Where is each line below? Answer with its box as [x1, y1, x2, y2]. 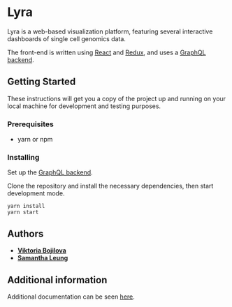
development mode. [7, 189, 65, 197]
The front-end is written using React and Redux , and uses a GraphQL [7, 48, 206, 57]
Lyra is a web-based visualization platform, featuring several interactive [7, 27, 213, 36]
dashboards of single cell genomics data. [7, 34, 126, 43]
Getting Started [7, 76, 76, 88]
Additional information [7, 274, 108, 286]
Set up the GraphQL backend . [7, 168, 93, 177]
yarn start [7, 209, 39, 216]
